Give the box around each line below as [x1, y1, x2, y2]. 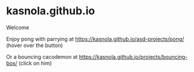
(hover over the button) [6, 42, 64, 49]
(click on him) [18, 60, 52, 67]
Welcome [6, 24, 30, 31]
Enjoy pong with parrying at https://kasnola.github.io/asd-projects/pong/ [6, 35, 184, 42]
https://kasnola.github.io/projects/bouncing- [79, 53, 188, 60]
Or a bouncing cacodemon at [6, 53, 78, 60]
